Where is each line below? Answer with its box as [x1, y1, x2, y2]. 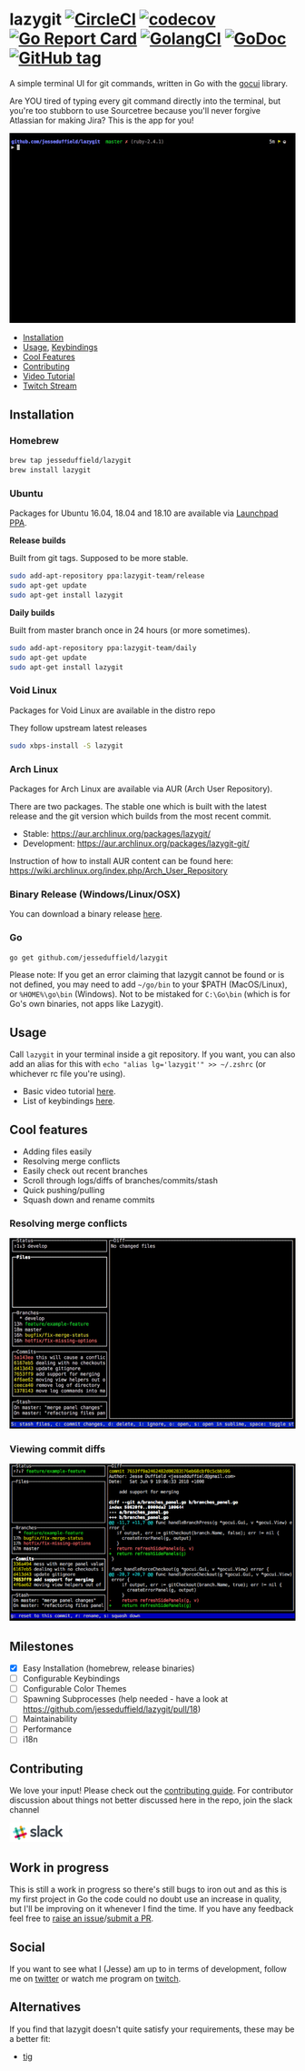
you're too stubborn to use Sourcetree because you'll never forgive [9, 105, 261, 116]
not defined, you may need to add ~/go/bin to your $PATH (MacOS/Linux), [9, 979, 288, 990]
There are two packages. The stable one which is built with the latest [9, 800, 268, 811]
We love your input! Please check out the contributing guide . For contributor [9, 1785, 294, 1796]
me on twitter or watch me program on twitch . [9, 1973, 182, 1984]
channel [9, 1805, 40, 1815]
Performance [22, 1724, 73, 1734]
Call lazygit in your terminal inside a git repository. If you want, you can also [9, 1049, 296, 1060]
